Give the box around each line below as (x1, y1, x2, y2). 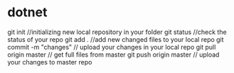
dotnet (7, 4, 48, 21)
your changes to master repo (7, 57, 92, 66)
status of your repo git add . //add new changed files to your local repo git (7, 35, 224, 43)
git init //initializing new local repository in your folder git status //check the (7, 28, 227, 36)
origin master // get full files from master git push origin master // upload (7, 50, 220, 59)
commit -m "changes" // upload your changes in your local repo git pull (7, 43, 216, 51)
